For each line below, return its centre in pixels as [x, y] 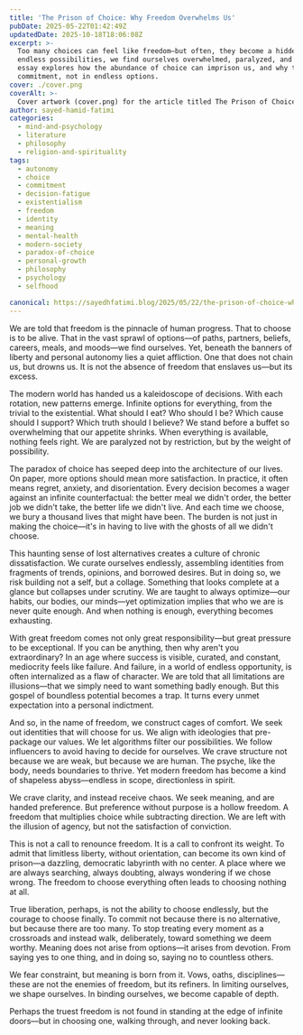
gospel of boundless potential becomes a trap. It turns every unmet [134, 695]
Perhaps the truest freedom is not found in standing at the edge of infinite [146, 1011]
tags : [19, 160]
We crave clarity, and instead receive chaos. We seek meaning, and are [142, 797]
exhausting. [31, 620]
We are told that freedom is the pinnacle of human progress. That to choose [150, 328]
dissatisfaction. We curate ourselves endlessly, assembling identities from [147, 563]
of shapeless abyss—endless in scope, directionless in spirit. [123, 780]
